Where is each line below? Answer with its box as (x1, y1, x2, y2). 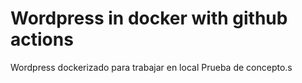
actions (10, 28, 74, 51)
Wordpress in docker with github (10, 7, 288, 30)
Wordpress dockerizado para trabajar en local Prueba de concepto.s (10, 61, 293, 73)
